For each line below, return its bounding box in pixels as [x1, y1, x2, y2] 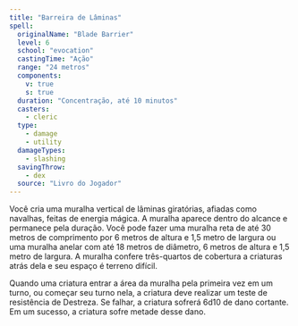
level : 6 [17, 38, 50, 47]
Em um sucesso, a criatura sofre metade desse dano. [9, 306, 206, 317]
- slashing [25, 154, 66, 163]
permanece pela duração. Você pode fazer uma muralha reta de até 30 [9, 222, 271, 233]
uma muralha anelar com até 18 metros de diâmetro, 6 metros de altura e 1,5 [9, 242, 290, 253]
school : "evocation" [17, 46, 94, 55]
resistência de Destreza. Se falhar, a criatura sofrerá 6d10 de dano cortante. [9, 297, 289, 308]
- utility [25, 138, 63, 146]
